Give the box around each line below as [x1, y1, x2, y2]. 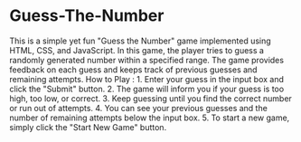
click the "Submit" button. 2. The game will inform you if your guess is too [9, 83, 285, 94]
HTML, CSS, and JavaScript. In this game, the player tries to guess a [9, 44, 265, 55]
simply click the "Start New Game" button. [9, 121, 167, 132]
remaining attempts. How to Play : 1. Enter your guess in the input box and [9, 73, 285, 84]
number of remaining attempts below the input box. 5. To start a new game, [9, 112, 290, 123]
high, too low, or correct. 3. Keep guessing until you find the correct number [9, 92, 292, 104]
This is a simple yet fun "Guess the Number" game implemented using [9, 35, 271, 46]
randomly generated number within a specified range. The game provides [9, 54, 285, 65]
